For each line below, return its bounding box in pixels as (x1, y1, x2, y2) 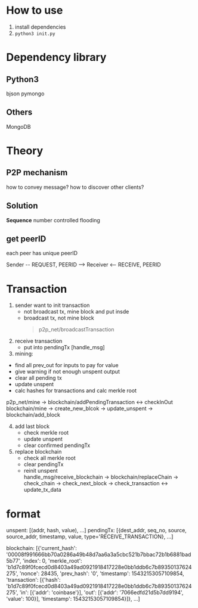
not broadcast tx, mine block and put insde (23, 308, 129, 315)
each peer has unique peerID (6, 250, 78, 257)
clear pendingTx (23, 461, 64, 468)
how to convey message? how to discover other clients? (6, 183, 144, 191)
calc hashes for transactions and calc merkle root (14, 387, 137, 394)
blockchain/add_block (6, 411, 61, 418)
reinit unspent (23, 467, 58, 474)
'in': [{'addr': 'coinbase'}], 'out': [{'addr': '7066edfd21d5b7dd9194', (19, 589, 184, 596)
